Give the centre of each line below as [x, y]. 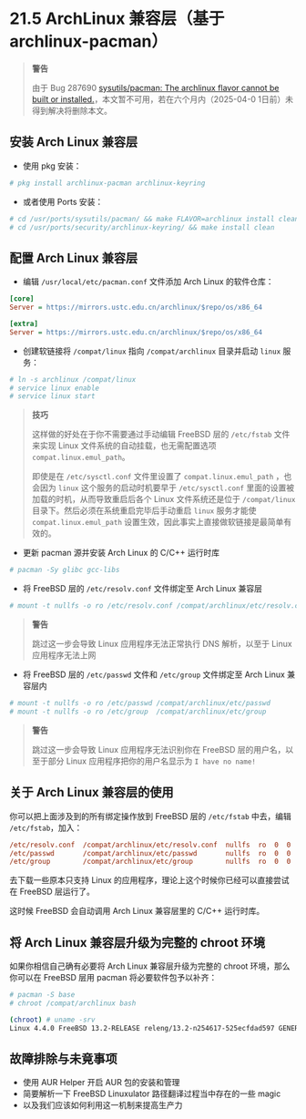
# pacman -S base [42, 995]
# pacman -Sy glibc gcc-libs [65, 570]
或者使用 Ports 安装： [63, 201]
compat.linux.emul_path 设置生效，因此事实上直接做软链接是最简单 [158, 522]
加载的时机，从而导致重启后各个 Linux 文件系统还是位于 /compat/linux [163, 499]
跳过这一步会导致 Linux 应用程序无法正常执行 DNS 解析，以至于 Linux [162, 644]
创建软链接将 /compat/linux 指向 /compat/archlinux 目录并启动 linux [152, 351]
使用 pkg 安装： [52, 166]
